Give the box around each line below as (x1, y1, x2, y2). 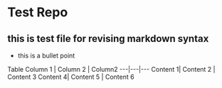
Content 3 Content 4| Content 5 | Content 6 (7, 72, 134, 81)
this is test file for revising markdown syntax (7, 33, 209, 45)
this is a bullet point (17, 51, 75, 60)
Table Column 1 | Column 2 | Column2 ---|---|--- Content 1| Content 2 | (7, 65, 216, 73)
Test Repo (7, 4, 68, 21)
